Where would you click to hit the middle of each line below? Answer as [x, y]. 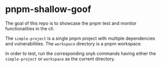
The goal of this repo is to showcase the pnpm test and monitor [71, 23]
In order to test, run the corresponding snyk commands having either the [80, 53]
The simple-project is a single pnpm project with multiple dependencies [80, 38]
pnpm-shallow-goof [48, 9]
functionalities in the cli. [30, 28]
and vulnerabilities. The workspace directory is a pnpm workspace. [74, 43]
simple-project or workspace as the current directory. [60, 58]
